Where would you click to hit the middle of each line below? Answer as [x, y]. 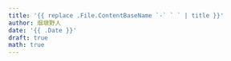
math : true [26, 45]
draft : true [28, 38]
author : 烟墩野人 [35, 23]
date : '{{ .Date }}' [43, 30]
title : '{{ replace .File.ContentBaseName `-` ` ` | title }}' [116, 15]
